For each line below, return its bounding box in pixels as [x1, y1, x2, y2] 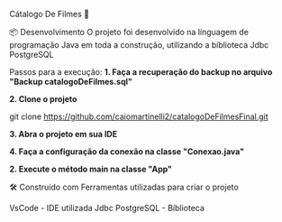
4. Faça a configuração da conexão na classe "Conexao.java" [9, 146, 245, 157]
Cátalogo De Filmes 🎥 [9, 9, 90, 19]
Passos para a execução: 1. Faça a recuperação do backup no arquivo [9, 67, 273, 77]
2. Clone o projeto [9, 94, 77, 104]
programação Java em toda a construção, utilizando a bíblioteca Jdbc [9, 40, 269, 50]
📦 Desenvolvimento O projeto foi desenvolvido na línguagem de [9, 27, 250, 37]
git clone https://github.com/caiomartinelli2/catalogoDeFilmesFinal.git [9, 111, 268, 122]
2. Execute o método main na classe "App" [9, 163, 173, 174]
